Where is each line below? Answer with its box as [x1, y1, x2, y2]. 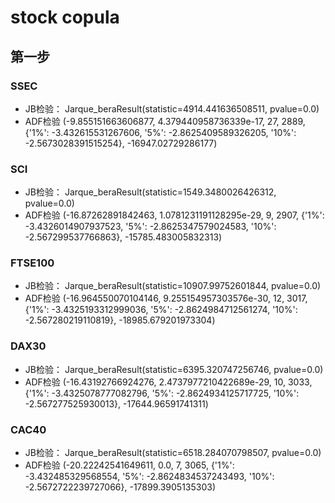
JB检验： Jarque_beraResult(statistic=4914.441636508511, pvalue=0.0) [24, 102, 320, 115]
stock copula [10, 6, 120, 29]
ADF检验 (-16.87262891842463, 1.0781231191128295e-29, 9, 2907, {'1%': [24, 209, 325, 221]
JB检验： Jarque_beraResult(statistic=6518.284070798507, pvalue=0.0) [24, 447, 322, 459]
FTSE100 [10, 256, 55, 270]
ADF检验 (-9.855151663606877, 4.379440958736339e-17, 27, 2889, [24, 115, 306, 127]
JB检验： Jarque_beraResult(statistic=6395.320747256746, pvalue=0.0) [24, 363, 324, 375]
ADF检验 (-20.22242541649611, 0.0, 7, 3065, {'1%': [24, 459, 235, 471]
